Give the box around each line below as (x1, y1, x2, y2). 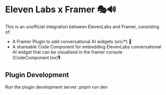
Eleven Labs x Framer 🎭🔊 (5, 4, 116, 15)
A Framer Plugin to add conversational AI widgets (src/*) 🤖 (12, 38, 132, 45)
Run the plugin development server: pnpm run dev (5, 84, 108, 90)
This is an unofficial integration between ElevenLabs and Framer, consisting (5, 23, 160, 30)
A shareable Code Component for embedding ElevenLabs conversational (12, 44, 162, 49)
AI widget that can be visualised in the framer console (12, 49, 123, 55)
